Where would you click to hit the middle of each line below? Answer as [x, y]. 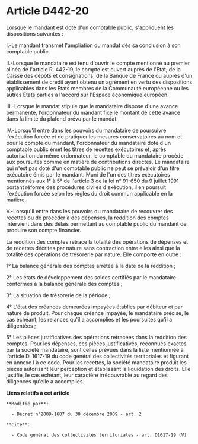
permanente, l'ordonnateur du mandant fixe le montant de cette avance [93, 112]
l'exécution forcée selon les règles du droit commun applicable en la [90, 193]
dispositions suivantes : [35, 33]
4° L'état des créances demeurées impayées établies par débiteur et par [94, 307]
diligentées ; [21, 326]
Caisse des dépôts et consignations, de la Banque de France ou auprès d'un [99, 75]
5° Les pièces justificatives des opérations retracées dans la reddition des [96, 337]
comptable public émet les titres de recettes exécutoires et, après [86, 149]
